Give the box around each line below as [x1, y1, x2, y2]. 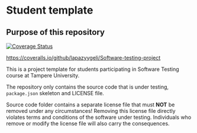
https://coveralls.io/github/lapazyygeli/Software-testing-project [6, 54, 161, 61]
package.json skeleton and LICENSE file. [6, 90, 105, 96]
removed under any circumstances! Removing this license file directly [6, 108, 176, 114]
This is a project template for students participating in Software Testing [6, 66, 179, 73]
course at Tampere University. [6, 72, 80, 79]
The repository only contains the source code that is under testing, [6, 83, 169, 90]
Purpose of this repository [6, 27, 105, 37]
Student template [6, 4, 93, 17]
